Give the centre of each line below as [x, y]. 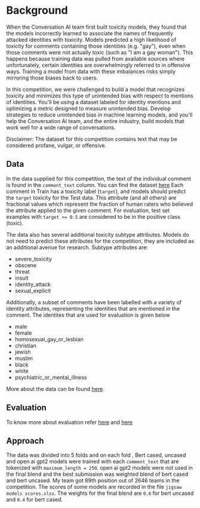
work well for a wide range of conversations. [61, 127]
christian [26, 345]
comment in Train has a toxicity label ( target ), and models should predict [96, 191]
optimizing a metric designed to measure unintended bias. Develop [89, 108]
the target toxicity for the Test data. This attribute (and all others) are [91, 197]
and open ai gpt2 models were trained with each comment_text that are [93, 461]
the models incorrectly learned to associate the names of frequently [90, 33]
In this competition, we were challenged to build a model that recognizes [96, 89]
